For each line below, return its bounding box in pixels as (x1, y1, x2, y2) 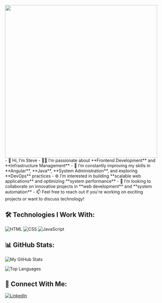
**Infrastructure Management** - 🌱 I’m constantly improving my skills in (5, 163, 151, 168)
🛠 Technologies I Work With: (5, 211, 95, 219)
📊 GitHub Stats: (5, 241, 55, 249)
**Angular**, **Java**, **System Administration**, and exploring (5, 168, 138, 173)
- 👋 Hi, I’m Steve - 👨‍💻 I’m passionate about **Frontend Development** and (5, 157, 156, 163)
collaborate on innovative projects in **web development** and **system (5, 183, 152, 189)
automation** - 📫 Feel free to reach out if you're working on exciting (5, 189, 144, 195)
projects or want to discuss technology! (5, 196, 84, 202)
